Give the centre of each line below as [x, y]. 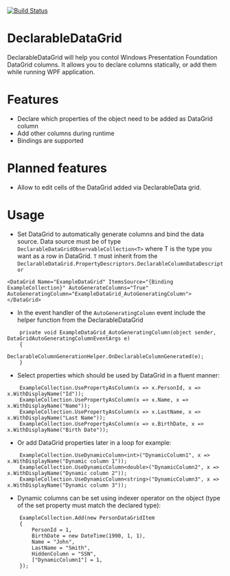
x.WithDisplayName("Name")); [49, 406]
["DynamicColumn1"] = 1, [67, 560]
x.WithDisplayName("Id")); [46, 394]
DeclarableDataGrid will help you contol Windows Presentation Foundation [112, 57]
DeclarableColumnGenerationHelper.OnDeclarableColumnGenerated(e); [106, 356]
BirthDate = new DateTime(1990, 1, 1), [89, 535]
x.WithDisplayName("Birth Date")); [58, 430]
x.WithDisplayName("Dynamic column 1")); [67, 461]
